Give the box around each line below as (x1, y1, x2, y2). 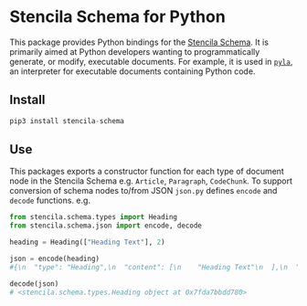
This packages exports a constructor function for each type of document (9, 166, 285, 177)
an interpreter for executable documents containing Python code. (9, 66, 256, 77)
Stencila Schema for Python (9, 6, 226, 27)
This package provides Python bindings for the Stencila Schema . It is (9, 37, 270, 47)
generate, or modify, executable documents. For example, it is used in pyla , (9, 56, 293, 67)
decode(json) (9, 279, 59, 289)
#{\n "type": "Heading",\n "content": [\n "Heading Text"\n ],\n (9, 262, 288, 271)
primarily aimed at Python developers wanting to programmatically (9, 46, 260, 57)
